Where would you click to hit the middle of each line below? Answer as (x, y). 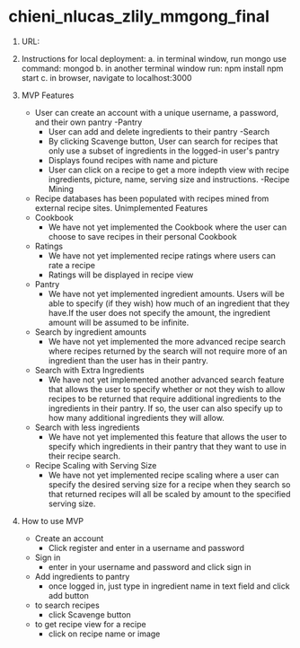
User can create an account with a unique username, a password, (157, 112)
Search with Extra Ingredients (89, 370)
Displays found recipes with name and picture (133, 160)
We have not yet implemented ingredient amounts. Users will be (166, 293)
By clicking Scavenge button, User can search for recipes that (163, 141)
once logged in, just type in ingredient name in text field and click (169, 586)
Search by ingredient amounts (91, 332)
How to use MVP (53, 521)
